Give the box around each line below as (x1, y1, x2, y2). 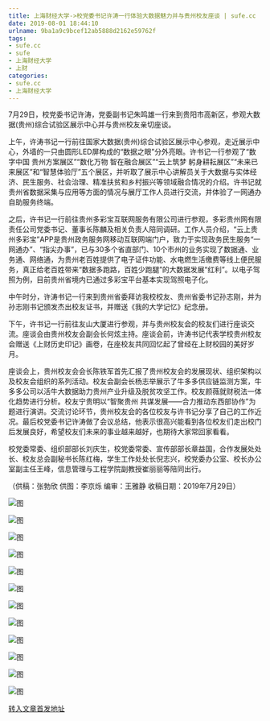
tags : (8, 34, 27, 43)
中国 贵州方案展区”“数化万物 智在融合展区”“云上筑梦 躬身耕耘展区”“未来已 (14, 157, 259, 167)
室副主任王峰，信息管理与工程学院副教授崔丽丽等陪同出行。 (8, 464, 206, 474)
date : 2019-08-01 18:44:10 (8, 19, 99, 27)
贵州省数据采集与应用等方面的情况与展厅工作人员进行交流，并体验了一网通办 (8, 187, 262, 197)
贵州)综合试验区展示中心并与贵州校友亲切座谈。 (18, 120, 176, 130)
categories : (8, 72, 48, 80)
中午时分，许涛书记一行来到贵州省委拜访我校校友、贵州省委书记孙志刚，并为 (8, 292, 262, 302)
